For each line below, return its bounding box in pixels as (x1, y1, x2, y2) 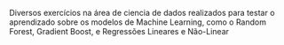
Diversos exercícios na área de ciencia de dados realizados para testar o (9, 8, 275, 18)
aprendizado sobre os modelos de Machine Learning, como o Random (9, 17, 266, 27)
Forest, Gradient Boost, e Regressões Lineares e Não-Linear (9, 26, 229, 36)
